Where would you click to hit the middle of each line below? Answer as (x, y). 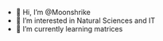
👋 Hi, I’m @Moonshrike (53, 12)
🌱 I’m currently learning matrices (69, 29)
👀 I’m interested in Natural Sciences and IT (85, 20)
